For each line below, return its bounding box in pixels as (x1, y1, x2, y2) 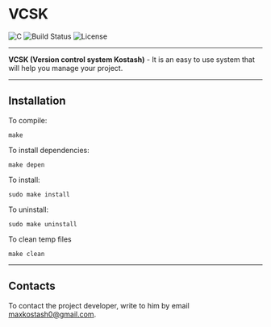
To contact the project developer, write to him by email (8, 300, 190, 310)
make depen (8, 160, 45, 169)
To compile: (8, 115, 48, 125)
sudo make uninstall (8, 220, 78, 228)
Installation (8, 94, 66, 108)
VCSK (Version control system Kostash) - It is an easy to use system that (8, 54, 256, 64)
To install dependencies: (8, 145, 90, 155)
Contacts (8, 279, 56, 293)
